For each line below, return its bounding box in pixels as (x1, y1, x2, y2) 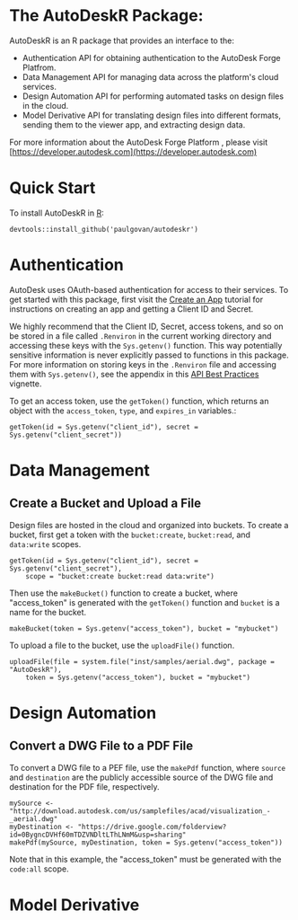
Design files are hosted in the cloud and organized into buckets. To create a (9, 519, 289, 530)
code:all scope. (9, 863, 69, 874)
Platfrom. (22, 62, 57, 73)
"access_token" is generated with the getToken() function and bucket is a (9, 597, 280, 607)
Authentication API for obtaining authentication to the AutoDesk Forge (22, 52, 281, 63)
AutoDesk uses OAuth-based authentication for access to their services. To (9, 284, 289, 295)
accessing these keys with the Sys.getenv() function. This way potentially (9, 340, 283, 350)
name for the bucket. (9, 606, 87, 617)
